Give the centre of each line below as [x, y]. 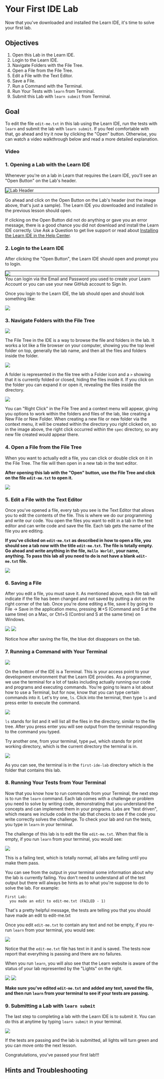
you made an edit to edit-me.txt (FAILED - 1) [58, 901]
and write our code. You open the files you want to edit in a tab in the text [79, 520]
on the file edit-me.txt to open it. [39, 477]
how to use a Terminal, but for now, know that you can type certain [72, 692]
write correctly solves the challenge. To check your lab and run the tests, [78, 819]
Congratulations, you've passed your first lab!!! [52, 1055]
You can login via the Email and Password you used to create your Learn [78, 279]
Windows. [15, 620]
